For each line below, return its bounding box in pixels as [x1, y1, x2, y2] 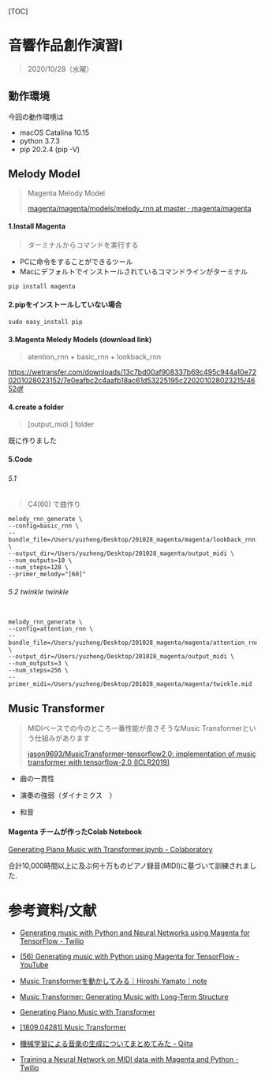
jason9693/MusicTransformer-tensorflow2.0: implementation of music [27, 749, 256, 759]
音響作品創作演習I [8, 37, 123, 54]
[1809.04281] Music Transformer [19, 1022, 126, 1032]
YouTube [19, 960, 49, 970]
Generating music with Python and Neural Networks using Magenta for [19, 928, 251, 937]
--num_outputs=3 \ [8, 660, 69, 668]
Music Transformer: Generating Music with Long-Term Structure [19, 992, 229, 1002]
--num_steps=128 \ [8, 564, 69, 572]
